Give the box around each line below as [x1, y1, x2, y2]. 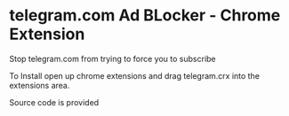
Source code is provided [9, 97, 100, 107]
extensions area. [9, 80, 70, 90]
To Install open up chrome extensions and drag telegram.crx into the [9, 70, 261, 81]
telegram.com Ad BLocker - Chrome [9, 5, 281, 26]
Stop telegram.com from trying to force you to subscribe [9, 53, 216, 64]
